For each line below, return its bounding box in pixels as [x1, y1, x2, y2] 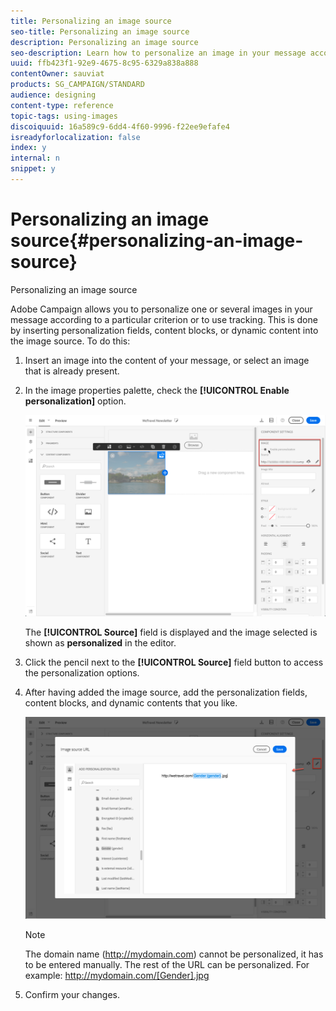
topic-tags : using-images [10, 111, 118, 121]
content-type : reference [10, 100, 114, 110]
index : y [10, 143, 47, 153]
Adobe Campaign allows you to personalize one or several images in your [10, 303, 313, 315]
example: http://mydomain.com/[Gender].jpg [24, 970, 210, 982]
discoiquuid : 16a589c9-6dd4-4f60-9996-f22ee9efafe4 [10, 121, 230, 132]
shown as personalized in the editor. [24, 637, 177, 649]
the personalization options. [24, 667, 140, 679]
